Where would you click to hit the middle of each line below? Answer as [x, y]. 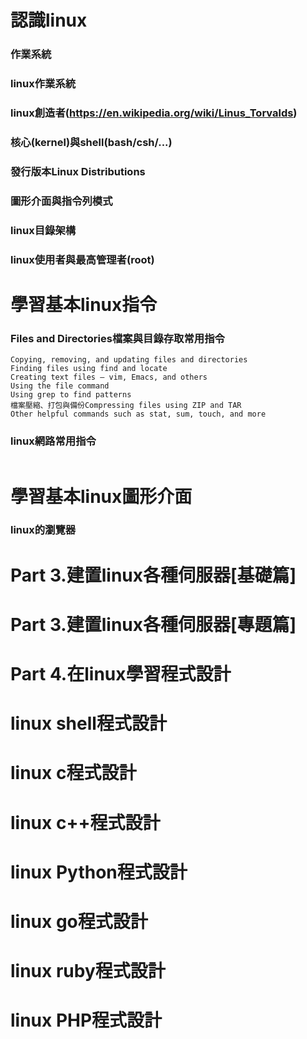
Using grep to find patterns [71, 395]
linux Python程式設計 [99, 872]
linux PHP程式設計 [86, 1020]
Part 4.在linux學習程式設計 [121, 674]
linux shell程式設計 [88, 723]
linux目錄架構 [43, 230]
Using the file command [60, 386]
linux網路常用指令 [53, 441]
